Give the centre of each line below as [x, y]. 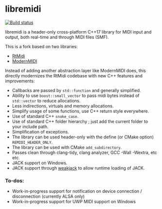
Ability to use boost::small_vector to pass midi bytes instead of [76, 95]
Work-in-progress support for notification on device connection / [77, 191]
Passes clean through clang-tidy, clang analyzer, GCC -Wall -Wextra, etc [84, 152]
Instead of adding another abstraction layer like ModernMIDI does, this [76, 70]
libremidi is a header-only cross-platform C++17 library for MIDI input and [78, 32]
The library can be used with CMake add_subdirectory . [67, 147]
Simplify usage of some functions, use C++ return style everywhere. [81, 111]
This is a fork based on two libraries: [41, 46]
